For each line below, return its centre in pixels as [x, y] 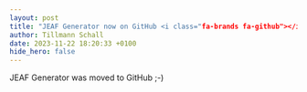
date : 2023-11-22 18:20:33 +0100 [73, 43]
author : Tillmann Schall [57, 35]
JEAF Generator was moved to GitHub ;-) [87, 77]
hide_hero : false [42, 52]
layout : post [34, 18]
